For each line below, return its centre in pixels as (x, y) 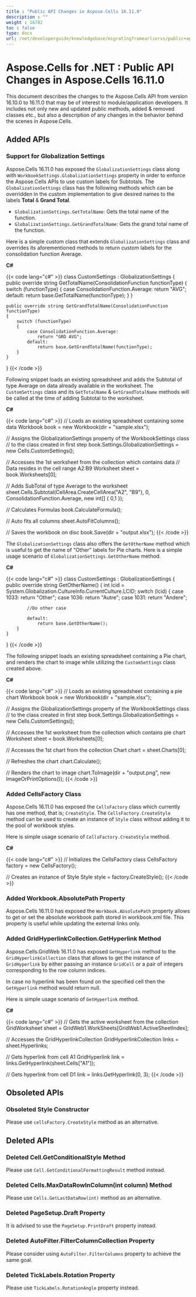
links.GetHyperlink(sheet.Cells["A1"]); (51, 1063)
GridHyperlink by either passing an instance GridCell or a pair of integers (95, 964)
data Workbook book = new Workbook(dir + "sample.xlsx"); (78, 427)
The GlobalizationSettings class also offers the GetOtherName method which (98, 543)
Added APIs (28, 140)
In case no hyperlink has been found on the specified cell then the (85, 982)
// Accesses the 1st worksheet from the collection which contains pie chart (96, 732)
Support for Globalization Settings (55, 156)
